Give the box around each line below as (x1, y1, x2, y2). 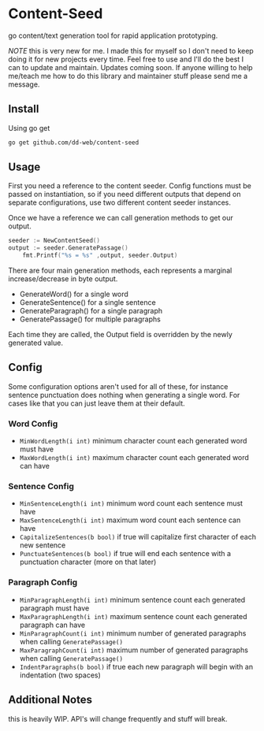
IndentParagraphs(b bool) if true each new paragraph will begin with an (19, 662, 254, 671)
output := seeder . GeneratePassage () (8, 244, 128, 252)
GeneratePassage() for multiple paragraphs (19, 314, 162, 324)
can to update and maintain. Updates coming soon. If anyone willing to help (8, 62, 254, 72)
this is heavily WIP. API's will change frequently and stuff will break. (8, 714, 228, 723)
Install (8, 102, 39, 116)
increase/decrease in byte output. (8, 274, 118, 284)
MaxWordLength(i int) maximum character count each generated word (19, 453, 250, 462)
